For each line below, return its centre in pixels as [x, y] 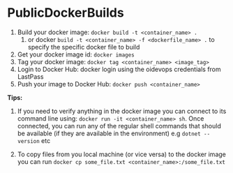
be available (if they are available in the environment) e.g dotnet [109, 133]
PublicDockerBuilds [66, 13]
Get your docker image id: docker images [76, 54]
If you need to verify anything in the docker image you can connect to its [122, 111]
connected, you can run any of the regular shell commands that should [119, 126]
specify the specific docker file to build [84, 47]
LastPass [30, 76]
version [28, 141]
